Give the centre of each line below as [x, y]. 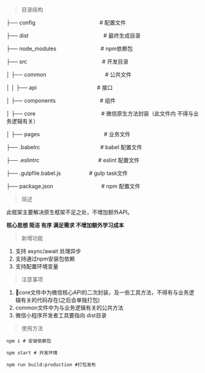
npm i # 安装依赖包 [29, 341]
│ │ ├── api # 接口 [60, 87]
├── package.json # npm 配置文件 [73, 186]
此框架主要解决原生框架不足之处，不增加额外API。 [70, 212]
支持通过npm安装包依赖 [45, 259]
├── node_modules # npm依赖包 [70, 49]
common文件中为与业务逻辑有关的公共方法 [69, 308]
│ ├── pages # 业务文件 [68, 134]
